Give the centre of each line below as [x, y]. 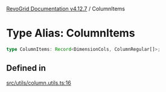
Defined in [26, 68]
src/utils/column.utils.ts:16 [39, 83]
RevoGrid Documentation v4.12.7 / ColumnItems [66, 9]
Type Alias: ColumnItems [71, 33]
